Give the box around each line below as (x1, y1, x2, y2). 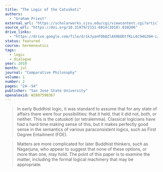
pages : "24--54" (5, 83, 38, 89)
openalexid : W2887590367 (5, 93, 55, 97)
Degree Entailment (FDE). (16, 132, 68, 138)
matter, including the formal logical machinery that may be (16, 156, 133, 162)
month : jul (5, 66, 27, 71)
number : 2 (5, 79, 25, 84)
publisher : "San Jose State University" (5, 88, 88, 93)
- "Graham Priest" (9, 16, 47, 21)
